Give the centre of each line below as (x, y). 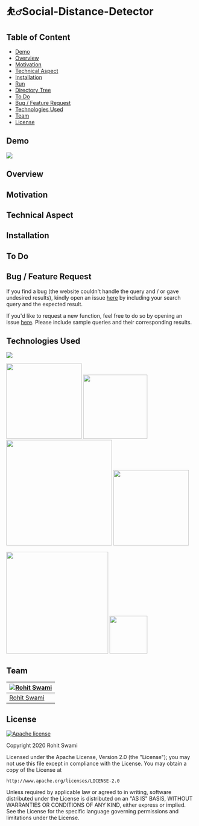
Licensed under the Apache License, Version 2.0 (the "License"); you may (98, 757)
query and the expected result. (45, 304)
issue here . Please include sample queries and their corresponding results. (99, 322)
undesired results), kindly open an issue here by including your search (93, 297)
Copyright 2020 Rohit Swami (42, 746)
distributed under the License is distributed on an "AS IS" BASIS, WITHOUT (99, 799)
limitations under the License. (43, 818)
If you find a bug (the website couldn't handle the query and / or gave (93, 291)
